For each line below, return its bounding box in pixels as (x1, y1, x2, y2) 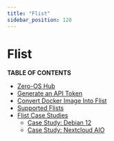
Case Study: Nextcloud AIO (27, 126, 105, 134)
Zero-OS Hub (16, 82, 56, 90)
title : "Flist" (7, 10, 51, 17)
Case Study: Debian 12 (27, 118, 92, 127)
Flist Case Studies (16, 111, 69, 120)
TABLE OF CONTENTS (7, 69, 71, 77)
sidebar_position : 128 (7, 17, 72, 23)
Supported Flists (16, 104, 64, 112)
